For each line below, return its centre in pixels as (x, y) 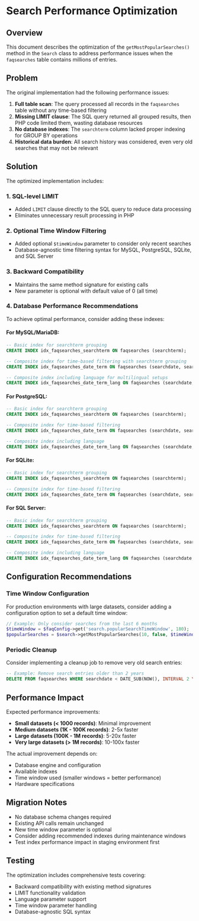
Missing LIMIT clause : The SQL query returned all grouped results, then (103, 116)
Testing (20, 861)
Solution (22, 167)
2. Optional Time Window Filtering (56, 230)
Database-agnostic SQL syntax (53, 912)
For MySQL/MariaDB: (33, 332)
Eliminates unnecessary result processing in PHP (74, 215)
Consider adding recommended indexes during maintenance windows (100, 836)
